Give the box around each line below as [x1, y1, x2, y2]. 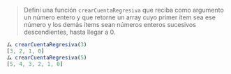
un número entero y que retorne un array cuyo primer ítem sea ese [23, 13, 216, 21]
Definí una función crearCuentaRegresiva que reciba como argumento [23, 6, 224, 14]
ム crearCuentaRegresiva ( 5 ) [6, 54, 87, 61]
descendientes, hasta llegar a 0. [23, 28, 116, 36]
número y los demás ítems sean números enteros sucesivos [23, 21, 197, 28]
